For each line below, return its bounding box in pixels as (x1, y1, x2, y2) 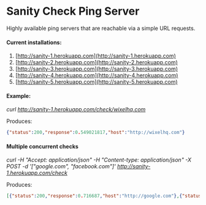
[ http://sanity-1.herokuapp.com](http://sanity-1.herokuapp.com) (15, 52, 177, 59)
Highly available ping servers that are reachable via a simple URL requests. (6, 24, 196, 32)
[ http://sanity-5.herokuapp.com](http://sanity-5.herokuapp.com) (15, 78, 178, 86)
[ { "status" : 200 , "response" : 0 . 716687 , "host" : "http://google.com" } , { (6, 193, 183, 199)
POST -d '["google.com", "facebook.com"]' (6, 163, 116, 170)
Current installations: (6, 39, 62, 46)
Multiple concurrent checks (6, 143, 78, 150)
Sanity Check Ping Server (6, 4, 140, 18)
